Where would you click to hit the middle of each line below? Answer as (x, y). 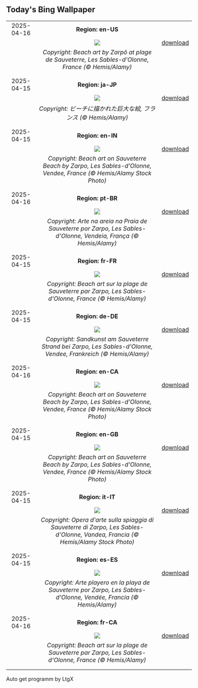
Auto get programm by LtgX (40, 679)
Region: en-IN (97, 135)
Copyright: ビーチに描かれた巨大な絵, (91, 109)
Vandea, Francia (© (112, 535)
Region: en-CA (97, 371)
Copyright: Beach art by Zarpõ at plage (97, 52)
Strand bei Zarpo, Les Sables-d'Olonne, (97, 346)
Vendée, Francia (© (111, 597)
